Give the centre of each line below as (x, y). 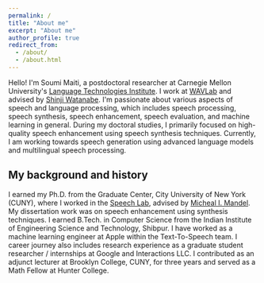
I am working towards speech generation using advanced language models (131, 141)
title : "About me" (38, 23)
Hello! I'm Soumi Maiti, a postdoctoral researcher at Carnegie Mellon (120, 82)
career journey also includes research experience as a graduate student (126, 245)
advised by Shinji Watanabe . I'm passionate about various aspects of (121, 99)
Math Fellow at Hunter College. (59, 270)
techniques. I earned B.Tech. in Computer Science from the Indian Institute (130, 219)
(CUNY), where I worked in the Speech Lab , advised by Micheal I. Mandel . (130, 203)
